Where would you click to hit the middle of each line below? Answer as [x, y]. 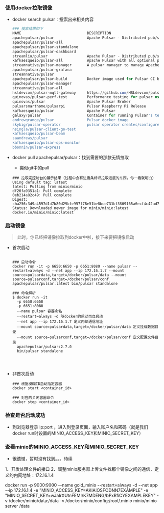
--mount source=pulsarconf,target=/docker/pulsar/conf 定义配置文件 [86, 337]
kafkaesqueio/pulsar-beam [38, 134]
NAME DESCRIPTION [61, 33]
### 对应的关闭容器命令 [33, 398]
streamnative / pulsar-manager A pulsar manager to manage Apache [86, 65]
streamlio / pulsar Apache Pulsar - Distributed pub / [85, 56]
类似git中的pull [34, 167]
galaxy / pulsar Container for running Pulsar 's [82, 115]
